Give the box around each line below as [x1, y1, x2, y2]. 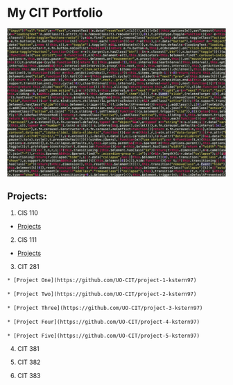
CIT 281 [17, 263, 40, 271]
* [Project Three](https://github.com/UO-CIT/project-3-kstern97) [7, 304, 203, 312]
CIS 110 [17, 208, 38, 217]
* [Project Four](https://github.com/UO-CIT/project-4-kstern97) [7, 318, 200, 326]
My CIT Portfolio [7, 5, 103, 21]
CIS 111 [17, 236, 37, 244]
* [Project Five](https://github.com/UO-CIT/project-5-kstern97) [7, 332, 200, 340]
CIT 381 [17, 345, 40, 353]
